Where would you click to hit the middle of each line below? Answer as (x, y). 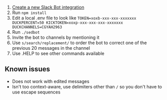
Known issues (27, 69)
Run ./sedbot (26, 32)
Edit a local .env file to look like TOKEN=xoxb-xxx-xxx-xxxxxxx (74, 18)
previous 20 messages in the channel (51, 48)
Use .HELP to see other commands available (58, 53)
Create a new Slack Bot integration (48, 7)
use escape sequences (36, 92)
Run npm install (29, 13)
